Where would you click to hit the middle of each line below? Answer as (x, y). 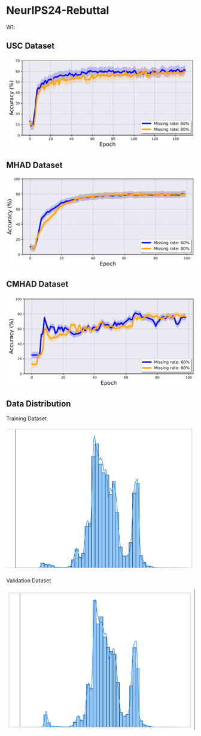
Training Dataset (26, 418)
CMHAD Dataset (37, 284)
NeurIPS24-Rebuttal (58, 11)
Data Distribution (39, 404)
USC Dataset (31, 46)
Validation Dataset (29, 581)
